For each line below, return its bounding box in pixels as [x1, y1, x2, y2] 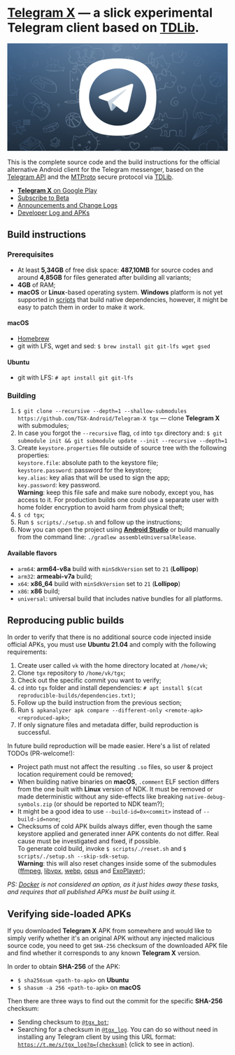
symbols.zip [17, 801, 52, 808]
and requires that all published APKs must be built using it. [7, 888, 176, 896]
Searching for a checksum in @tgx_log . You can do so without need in [17, 1026, 218, 1034]
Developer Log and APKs [17, 208, 90, 217]
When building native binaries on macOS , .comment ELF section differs [17, 777, 220, 786]
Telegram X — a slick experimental [7, 5, 213, 21]
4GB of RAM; [17, 280, 56, 289]
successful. [17, 729, 51, 737]
